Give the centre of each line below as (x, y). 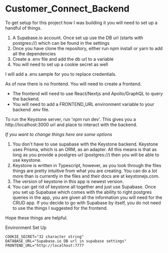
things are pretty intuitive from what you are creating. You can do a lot (85, 171)
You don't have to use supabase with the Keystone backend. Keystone (85, 144)
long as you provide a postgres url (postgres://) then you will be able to (86, 155)
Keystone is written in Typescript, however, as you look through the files (87, 165)
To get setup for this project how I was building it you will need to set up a (81, 23)
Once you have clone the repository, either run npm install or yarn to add (88, 48)
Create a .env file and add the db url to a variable (63, 59)
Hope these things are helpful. (36, 218)
